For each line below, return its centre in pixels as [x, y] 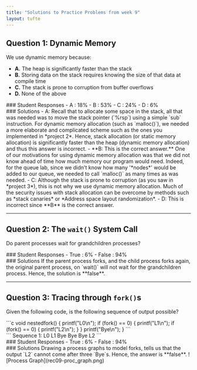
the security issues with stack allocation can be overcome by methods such [98, 193]
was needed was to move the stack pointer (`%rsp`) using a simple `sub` [94, 118]
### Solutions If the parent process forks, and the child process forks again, [98, 261]
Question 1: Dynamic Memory [61, 43]
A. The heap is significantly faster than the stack [73, 69]
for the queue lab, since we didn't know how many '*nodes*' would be [91, 168]
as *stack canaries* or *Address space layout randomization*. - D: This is [95, 199]
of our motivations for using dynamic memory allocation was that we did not [98, 155]
